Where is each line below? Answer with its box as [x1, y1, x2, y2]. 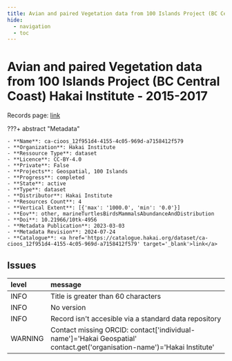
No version [50, 303, 86, 312]
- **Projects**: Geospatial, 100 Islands [7, 168, 128, 175]
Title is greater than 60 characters [50, 291, 161, 301]
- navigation [13, 23, 51, 30]
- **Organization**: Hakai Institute [7, 144, 116, 151]
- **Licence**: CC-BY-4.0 [7, 156, 81, 163]
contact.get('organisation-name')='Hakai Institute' [50, 342, 215, 352]
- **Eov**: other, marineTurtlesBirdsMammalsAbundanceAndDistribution [7, 211, 215, 217]
